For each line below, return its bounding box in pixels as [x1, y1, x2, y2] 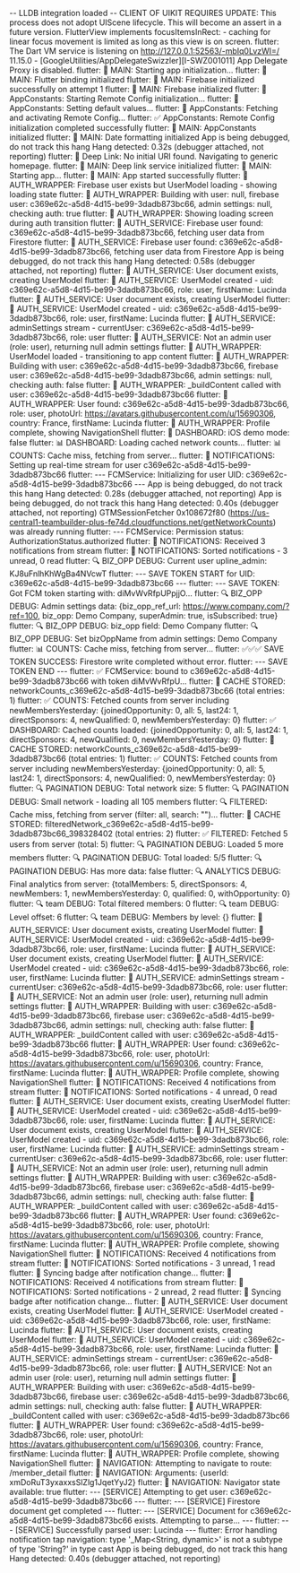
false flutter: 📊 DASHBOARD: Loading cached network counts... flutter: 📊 [9, 437, 282, 447]
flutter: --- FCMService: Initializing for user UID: [68, 470, 244, 480]
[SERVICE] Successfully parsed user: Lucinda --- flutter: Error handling [14, 1525, 278, 1535]
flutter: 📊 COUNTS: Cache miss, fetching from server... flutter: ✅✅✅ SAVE [9, 644, 285, 653]
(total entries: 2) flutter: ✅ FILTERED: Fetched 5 [115, 828, 288, 839]
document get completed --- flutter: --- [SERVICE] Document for [9, 1506, 249, 1516]
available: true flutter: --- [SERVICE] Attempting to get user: [9, 1487, 228, 1497]
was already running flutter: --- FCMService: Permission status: [9, 526, 244, 537]
